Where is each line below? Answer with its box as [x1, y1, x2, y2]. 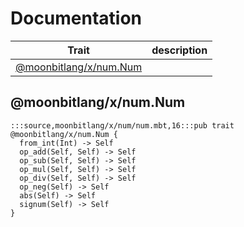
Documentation [10, 7, 143, 30]
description [151, 43, 208, 57]
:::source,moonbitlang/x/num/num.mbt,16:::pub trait [10, 120, 235, 131]
